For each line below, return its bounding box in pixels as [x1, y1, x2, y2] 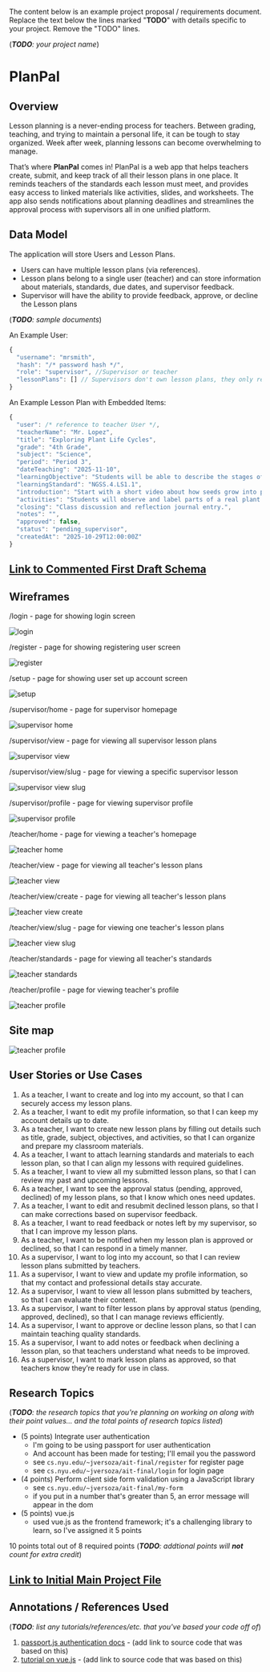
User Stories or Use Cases [9, 1068, 143, 1082]
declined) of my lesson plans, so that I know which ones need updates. [20, 1192, 256, 1202]
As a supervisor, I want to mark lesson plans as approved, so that [20, 1354, 236, 1364]
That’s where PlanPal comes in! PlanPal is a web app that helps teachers [9, 162, 249, 171]
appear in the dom [32, 1500, 94, 1510]
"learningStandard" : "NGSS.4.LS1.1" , [16, 480, 143, 489]
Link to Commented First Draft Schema [9, 563, 207, 576]
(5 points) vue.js [20, 1509, 75, 1518]
